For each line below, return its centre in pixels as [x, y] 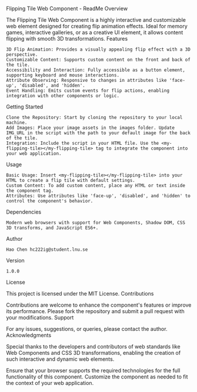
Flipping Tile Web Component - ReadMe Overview [67, 9]
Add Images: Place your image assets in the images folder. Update [91, 128]
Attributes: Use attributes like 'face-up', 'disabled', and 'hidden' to [98, 196]
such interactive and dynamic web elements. [60, 359]
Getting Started [25, 107]
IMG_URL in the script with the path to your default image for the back [98, 133]
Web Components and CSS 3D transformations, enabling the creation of [94, 353]
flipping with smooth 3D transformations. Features [67, 39]
